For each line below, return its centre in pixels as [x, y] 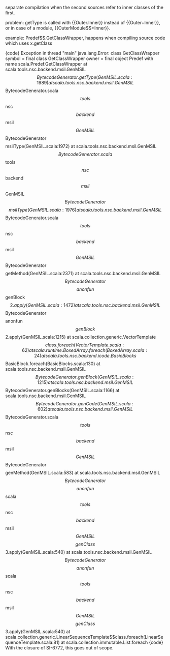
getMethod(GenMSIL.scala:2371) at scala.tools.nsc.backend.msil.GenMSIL [83, 273]
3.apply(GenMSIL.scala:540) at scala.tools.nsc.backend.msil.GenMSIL [79, 552]
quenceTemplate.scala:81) [32, 642]
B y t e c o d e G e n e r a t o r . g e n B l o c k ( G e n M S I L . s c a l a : [84, 377]
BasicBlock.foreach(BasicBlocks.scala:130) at [53, 364]
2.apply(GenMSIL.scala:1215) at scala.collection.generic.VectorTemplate [81, 337]
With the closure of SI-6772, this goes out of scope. [59, 648]
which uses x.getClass [29, 43]
